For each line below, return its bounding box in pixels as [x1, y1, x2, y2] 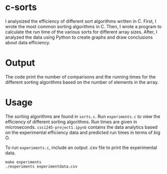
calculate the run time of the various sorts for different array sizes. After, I [5, 29, 157, 35]
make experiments [5, 159, 42, 164]
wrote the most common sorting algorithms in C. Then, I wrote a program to [5, 23, 162, 29]
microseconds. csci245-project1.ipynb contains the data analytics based [5, 124, 158, 130]
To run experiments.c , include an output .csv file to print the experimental [5, 144, 157, 150]
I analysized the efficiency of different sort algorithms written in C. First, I [5, 18, 157, 24]
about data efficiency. [5, 39, 50, 45]
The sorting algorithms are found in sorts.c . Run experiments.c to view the [5, 113, 160, 119]
